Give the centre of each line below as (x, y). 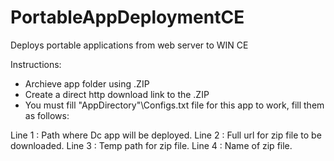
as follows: (47, 115)
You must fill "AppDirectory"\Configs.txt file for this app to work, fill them (174, 105)
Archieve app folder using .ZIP (87, 83)
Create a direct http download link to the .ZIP (117, 94)
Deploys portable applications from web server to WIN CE (129, 45)
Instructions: (36, 64)
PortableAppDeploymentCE (127, 17)
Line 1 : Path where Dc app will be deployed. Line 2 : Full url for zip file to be (166, 135)
